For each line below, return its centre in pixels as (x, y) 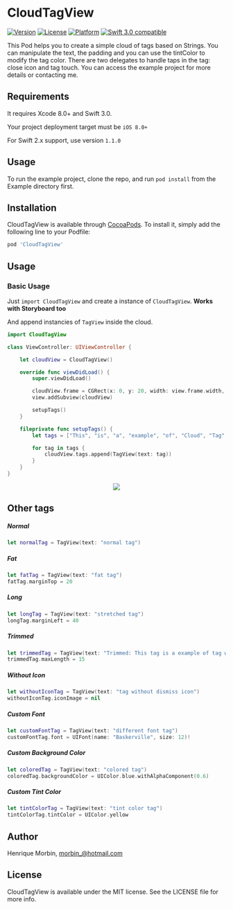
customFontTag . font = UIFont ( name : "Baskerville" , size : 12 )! (99, 737)
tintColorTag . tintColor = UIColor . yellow (68, 815)
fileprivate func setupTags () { (66, 429)
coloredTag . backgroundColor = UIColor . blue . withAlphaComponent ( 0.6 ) (108, 776)
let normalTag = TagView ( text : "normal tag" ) (74, 543)
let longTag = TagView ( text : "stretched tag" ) (76, 614)
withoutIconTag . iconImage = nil (54, 698)
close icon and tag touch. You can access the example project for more (109, 67)
